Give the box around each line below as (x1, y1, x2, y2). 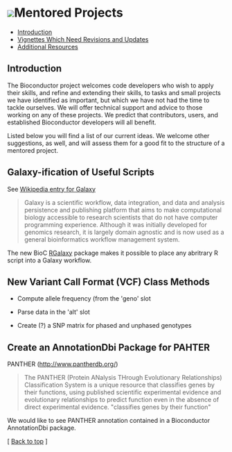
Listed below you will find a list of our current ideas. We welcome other (7, 131, 210, 140)
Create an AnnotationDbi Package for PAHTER (7, 342, 210, 353)
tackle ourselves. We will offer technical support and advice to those (7, 103, 203, 112)
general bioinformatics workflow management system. (24, 235, 180, 244)
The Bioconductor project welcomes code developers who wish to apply (7, 81, 214, 90)
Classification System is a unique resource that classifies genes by (24, 380, 215, 390)
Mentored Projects (14, 5, 123, 21)
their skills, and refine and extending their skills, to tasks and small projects (7, 88, 222, 97)
